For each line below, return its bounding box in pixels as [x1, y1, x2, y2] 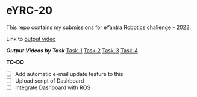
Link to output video [6, 35, 56, 42]
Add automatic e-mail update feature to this [14, 70, 124, 77]
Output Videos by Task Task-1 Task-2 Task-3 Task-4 [6, 46, 139, 54]
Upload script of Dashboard [14, 77, 84, 84]
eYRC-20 [6, 4, 53, 17]
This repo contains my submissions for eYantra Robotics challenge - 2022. [6, 23, 192, 31]
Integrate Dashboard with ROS [14, 84, 91, 91]
